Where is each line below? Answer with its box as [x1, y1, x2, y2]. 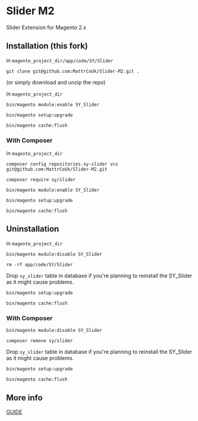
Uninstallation [6, 224, 59, 234]
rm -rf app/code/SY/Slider [6, 261, 73, 268]
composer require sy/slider [6, 177, 76, 183]
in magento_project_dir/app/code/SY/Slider [6, 56, 114, 64]
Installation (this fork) [6, 41, 88, 51]
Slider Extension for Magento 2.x [6, 24, 87, 31]
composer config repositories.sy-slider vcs [6, 162, 118, 167]
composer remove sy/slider [6, 338, 73, 344]
